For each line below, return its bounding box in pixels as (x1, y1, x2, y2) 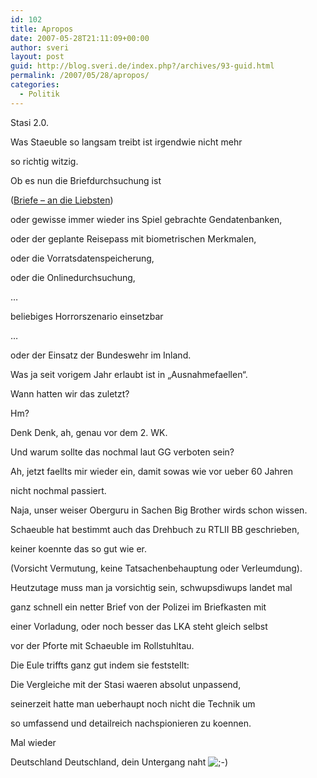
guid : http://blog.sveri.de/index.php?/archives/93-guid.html (10, 61, 275, 71)
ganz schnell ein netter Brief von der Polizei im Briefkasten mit (10, 601, 267, 613)
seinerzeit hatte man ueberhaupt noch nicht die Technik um (10, 697, 256, 710)
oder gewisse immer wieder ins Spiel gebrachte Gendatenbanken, (10, 213, 283, 225)
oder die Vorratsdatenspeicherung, (10, 252, 155, 264)
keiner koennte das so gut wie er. (10, 542, 147, 555)
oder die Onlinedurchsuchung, (10, 271, 136, 283)
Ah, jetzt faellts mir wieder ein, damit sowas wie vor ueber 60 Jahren (10, 465, 294, 477)
